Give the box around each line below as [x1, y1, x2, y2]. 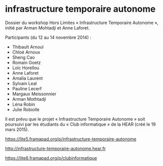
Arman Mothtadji [12, 96, 47, 102]
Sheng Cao [12, 54, 35, 60]
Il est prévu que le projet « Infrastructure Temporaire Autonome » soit [5, 116, 145, 122]
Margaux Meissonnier [12, 91, 56, 97]
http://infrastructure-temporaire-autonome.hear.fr [5, 145, 106, 151]
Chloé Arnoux [12, 49, 40, 55]
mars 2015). [5, 126, 29, 132]
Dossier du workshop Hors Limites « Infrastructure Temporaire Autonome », [5, 20, 159, 26]
